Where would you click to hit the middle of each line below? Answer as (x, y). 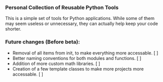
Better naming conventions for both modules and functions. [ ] (77, 58)
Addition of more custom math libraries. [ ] (56, 63)
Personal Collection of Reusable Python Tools (62, 7)
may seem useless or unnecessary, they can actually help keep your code (81, 23)
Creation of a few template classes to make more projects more (78, 68)
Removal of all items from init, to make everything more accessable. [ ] (85, 53)
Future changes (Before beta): (43, 42)
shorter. (13, 29)
